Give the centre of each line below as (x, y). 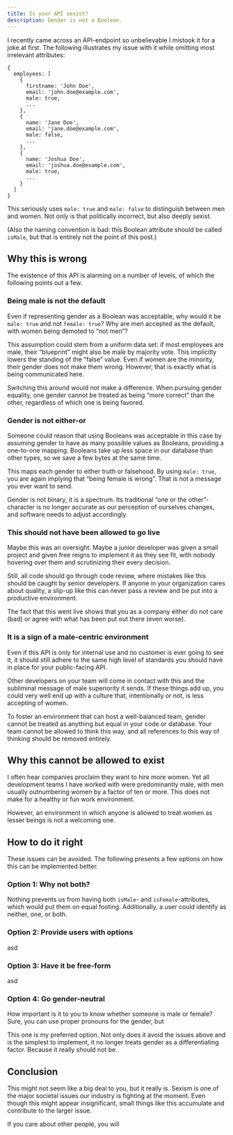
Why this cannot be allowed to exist (86, 760)
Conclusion (33, 1071)
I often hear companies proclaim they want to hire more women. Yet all (109, 777)
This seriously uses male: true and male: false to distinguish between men (116, 208)
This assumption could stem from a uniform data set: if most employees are (115, 344)
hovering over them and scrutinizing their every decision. (89, 562)
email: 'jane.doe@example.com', (72, 129)
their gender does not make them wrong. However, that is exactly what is (112, 366)
